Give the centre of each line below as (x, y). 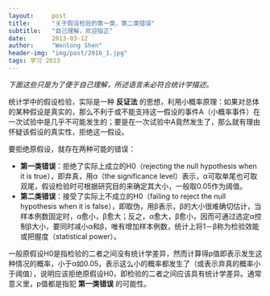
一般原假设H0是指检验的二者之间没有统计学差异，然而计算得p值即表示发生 (132, 253)
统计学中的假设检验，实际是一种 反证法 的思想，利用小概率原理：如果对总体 (134, 101)
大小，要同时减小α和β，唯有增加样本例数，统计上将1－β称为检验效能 (145, 226)
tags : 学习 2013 (34, 61)
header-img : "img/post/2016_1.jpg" (68, 53)
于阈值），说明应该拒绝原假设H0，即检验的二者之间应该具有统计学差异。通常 (135, 273)
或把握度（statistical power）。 (70, 236)
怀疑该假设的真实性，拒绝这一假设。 (69, 132)
